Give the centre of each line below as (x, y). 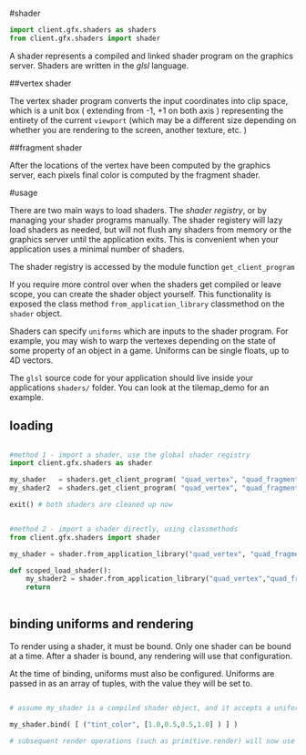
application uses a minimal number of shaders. (97, 249)
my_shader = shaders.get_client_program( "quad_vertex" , (124, 480)
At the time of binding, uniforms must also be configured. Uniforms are (142, 673)
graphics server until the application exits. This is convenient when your (144, 239)
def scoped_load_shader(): (61, 570)
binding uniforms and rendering (102, 624)
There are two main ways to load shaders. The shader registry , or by (138, 210)
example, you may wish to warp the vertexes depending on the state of (143, 340)
